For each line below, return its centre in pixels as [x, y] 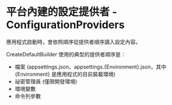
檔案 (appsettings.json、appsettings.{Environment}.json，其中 [90, 67]
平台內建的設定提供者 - [61, 12]
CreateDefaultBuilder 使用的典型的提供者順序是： [66, 54]
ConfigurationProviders [66, 25]
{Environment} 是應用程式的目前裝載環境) [65, 74]
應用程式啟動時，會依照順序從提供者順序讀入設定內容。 [73, 42]
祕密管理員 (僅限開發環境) [46, 81]
